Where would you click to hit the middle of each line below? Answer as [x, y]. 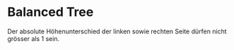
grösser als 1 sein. [34, 38]
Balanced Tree [51, 12]
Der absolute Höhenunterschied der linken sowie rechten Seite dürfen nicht [117, 31]
